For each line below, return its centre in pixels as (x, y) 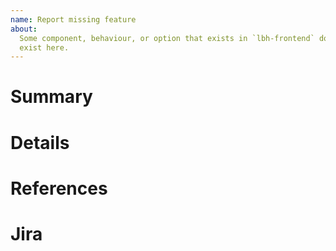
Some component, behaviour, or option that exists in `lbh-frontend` (167, 38)
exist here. (44, 47)
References (59, 188)
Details (40, 142)
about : (24, 29)
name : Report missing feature (73, 19)
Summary (51, 97)
